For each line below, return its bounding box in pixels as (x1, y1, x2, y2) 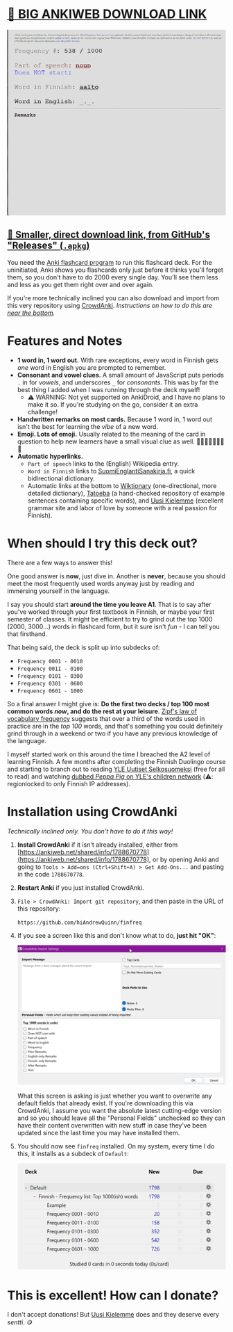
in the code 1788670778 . (17, 870, 85, 878)
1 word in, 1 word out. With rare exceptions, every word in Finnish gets (17, 356, 218, 364)
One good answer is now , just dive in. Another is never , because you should (7, 571, 225, 580)
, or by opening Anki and (148, 855, 220, 863)
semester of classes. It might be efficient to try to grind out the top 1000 (7, 615, 213, 623)
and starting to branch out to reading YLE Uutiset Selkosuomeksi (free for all (7, 765, 225, 773)
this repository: (17, 904, 61, 913)
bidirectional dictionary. (27, 474, 95, 482)
